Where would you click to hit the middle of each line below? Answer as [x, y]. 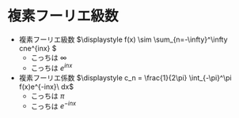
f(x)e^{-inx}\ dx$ [46, 87]
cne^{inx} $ [38, 48]
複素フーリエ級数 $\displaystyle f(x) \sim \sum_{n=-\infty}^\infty [123, 39]
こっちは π [47, 96]
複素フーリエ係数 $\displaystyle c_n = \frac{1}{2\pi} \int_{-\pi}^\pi [125, 77]
